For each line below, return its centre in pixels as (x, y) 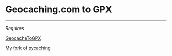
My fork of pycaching (28, 48)
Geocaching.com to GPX (59, 9)
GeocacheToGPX (23, 38)
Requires (15, 28)
